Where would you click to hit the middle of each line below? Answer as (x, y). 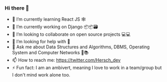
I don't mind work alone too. (41, 75)
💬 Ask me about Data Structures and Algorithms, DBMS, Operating (81, 47)
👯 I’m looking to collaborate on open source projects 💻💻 (71, 34)
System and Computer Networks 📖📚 (50, 53)
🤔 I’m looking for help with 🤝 (41, 42)
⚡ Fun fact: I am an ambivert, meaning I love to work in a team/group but (87, 68)
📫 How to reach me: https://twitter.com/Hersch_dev (66, 60)
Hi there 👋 (17, 8)
